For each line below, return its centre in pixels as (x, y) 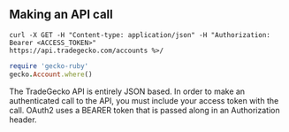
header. (23, 120)
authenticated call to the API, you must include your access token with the (144, 100)
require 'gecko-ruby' (49, 66)
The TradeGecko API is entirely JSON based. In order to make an (127, 91)
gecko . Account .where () (51, 74)
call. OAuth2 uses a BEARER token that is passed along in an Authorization (144, 110)
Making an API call (61, 15)
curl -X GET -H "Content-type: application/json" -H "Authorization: (140, 35)
